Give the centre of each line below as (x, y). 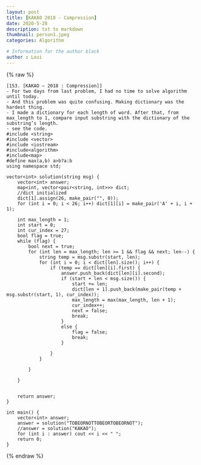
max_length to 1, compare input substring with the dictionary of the (98, 118)
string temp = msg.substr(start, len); (90, 257)
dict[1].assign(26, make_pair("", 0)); (68, 198)
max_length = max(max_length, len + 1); (124, 300)
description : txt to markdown (45, 29)
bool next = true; (52, 246)
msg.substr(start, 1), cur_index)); (53, 294)
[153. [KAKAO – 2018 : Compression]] (54, 86)
